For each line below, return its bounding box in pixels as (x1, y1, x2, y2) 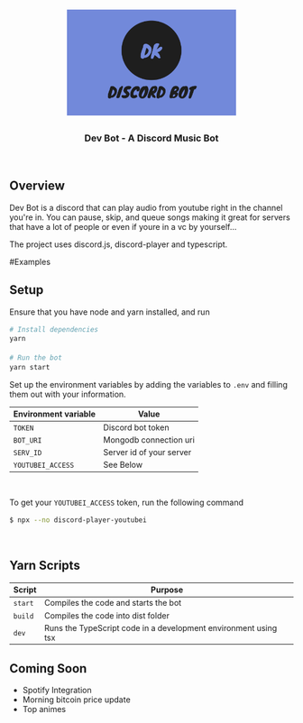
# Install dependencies (9, 325, 99, 334)
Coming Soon (9, 661, 87, 676)
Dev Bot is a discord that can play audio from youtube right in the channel (9, 202, 283, 213)
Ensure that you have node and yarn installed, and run (9, 307, 210, 317)
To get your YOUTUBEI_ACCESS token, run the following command (9, 497, 244, 508)
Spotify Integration (22, 685, 92, 696)
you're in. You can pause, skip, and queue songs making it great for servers (9, 212, 290, 223)
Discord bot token (103, 422, 170, 433)
